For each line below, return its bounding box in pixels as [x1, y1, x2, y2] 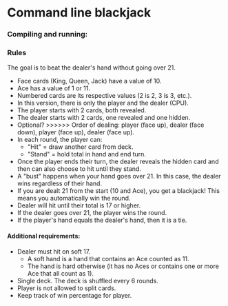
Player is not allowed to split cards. [17, 284, 116, 292]
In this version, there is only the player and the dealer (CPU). [17, 99, 189, 108]
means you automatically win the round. [17, 194, 131, 203]
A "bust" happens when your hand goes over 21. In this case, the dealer [17, 172, 222, 181]
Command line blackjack [7, 5, 152, 21]
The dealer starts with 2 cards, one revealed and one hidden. [17, 114, 191, 122]
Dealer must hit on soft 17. [17, 247, 91, 256]
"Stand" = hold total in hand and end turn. [27, 150, 147, 159]
